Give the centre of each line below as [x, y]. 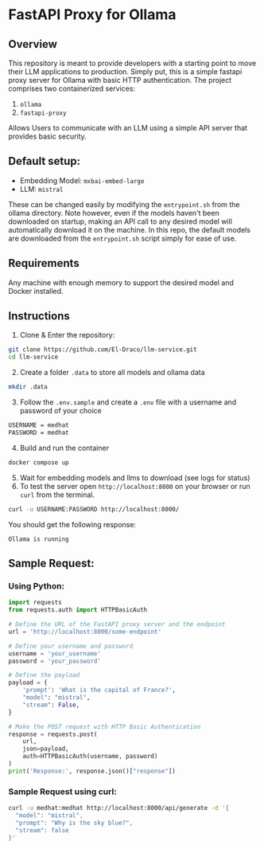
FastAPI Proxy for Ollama [92, 15]
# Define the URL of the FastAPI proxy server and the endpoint [117, 624]
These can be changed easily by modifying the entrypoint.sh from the [124, 204]
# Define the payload [44, 675]
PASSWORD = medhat [39, 432]
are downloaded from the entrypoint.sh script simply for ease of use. [122, 238]
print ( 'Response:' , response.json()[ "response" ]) [92, 771]
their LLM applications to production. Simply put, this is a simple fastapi [125, 72]
